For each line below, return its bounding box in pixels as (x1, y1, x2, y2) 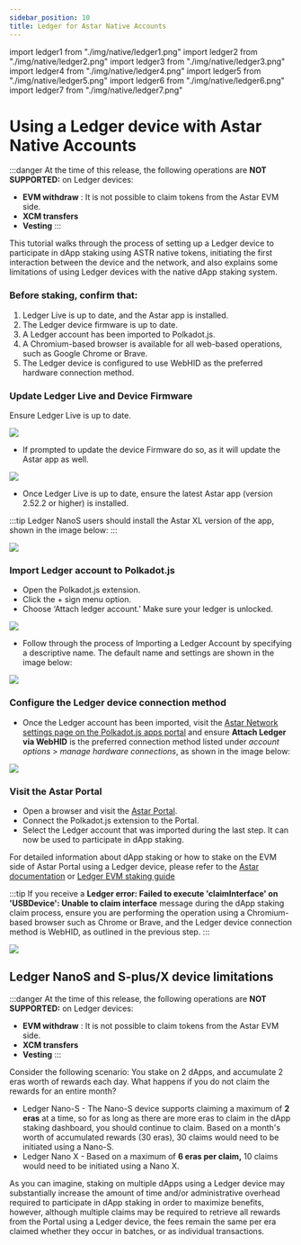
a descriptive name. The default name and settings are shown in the (22, 647, 275, 658)
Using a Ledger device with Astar (9, 116, 262, 136)
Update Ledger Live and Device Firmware (9, 389, 193, 401)
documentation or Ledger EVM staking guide (9, 871, 175, 881)
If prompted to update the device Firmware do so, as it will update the (22, 445, 281, 456)
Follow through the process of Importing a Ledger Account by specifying (22, 638, 292, 649)
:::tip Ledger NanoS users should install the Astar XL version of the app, (9, 515, 275, 527)
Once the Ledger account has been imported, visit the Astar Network (22, 717, 279, 727)
